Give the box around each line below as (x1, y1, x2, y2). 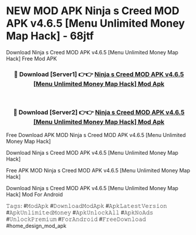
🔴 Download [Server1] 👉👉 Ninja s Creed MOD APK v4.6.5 (14, 70, 184, 78)
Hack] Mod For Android (6, 191, 63, 198)
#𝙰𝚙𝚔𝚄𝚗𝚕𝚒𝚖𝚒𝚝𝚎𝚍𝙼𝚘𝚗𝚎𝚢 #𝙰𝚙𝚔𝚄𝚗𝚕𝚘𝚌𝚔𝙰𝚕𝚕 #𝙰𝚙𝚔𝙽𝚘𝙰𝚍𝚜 (6, 208, 154, 216)
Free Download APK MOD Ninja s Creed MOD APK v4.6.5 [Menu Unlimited (6, 131, 187, 138)
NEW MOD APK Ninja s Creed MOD (6, 4, 180, 18)
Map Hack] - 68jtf (6, 30, 94, 43)
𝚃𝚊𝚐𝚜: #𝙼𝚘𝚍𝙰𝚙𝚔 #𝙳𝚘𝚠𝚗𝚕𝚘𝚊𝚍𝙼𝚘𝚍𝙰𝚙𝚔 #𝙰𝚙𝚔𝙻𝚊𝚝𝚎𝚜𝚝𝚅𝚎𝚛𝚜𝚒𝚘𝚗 (6, 202, 168, 209)
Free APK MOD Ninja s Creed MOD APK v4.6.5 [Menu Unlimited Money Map (6, 167, 190, 174)
